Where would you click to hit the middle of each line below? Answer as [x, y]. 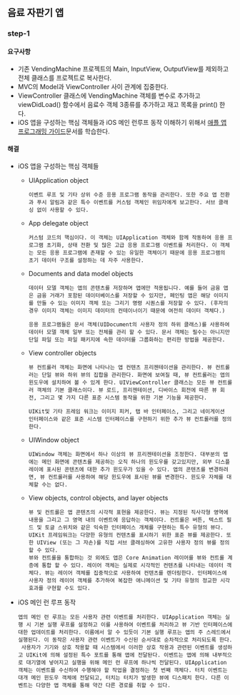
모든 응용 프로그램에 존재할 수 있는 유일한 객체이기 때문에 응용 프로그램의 [131, 253]
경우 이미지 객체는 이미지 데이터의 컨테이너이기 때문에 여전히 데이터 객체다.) [127, 310]
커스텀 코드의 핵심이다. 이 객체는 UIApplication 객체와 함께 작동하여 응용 [126, 238]
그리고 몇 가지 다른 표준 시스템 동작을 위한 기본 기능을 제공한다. [123, 397]
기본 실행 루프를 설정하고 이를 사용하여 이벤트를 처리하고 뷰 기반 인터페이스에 [133, 624]
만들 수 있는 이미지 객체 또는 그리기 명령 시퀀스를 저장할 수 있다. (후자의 [132, 303]
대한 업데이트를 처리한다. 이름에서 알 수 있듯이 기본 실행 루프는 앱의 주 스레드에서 [124, 632]
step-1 [19, 34]
